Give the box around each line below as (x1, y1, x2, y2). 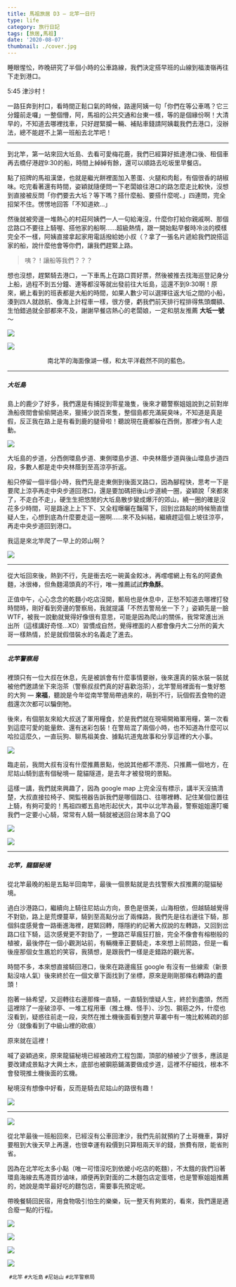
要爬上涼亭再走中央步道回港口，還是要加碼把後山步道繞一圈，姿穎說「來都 (7, 486, 223, 494)
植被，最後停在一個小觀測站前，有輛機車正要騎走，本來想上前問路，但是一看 (7, 938, 229, 947)
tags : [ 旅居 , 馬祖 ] (7, 30, 58, 37)
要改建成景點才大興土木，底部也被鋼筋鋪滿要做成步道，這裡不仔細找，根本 (7, 1060, 223, 1068)
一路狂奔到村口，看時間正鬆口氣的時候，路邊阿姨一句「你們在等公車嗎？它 (7, 102, 223, 110)
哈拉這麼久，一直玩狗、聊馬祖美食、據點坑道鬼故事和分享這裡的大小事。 (7, 732, 216, 741)
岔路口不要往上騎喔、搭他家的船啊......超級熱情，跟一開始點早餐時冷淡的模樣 (7, 224, 228, 232)
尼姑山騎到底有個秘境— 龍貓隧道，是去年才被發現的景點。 (7, 769, 176, 777)
